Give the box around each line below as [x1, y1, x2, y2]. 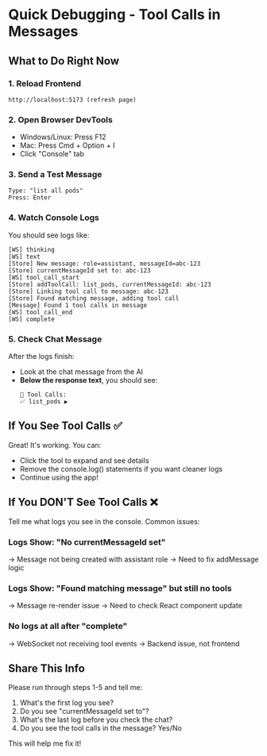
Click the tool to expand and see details [19, 455, 149, 465]
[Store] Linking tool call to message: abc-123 [8, 287, 169, 295]
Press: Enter [8, 194, 52, 202]
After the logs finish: [8, 352, 75, 361]
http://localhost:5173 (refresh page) [8, 95, 137, 104]
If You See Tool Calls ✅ [8, 419, 123, 433]
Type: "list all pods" [8, 187, 83, 195]
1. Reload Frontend [8, 78, 82, 89]
